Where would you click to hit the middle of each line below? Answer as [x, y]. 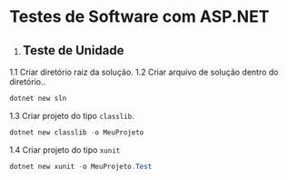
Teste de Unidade [73, 50]
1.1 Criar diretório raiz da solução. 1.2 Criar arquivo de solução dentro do [144, 72]
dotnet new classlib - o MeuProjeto [77, 132]
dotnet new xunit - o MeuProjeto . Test [81, 166]
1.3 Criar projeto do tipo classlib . [72, 115]
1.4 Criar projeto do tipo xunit [65, 150]
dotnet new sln [38, 98]
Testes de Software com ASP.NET [139, 17]
